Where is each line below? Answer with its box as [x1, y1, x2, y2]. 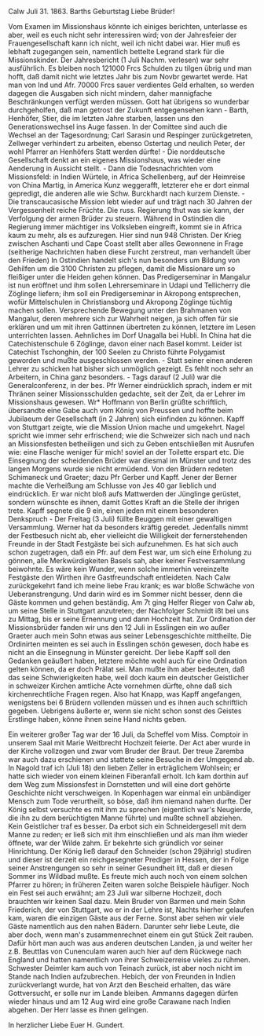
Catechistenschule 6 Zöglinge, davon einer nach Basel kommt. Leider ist [8, 339, 242, 348]
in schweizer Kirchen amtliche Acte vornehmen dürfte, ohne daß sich [8, 681, 233, 690]
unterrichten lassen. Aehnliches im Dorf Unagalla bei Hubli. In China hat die [8, 331, 251, 340]
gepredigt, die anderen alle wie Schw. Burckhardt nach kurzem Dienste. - [8, 189, 245, 198]
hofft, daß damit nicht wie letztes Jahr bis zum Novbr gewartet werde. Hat [8, 72, 247, 81]
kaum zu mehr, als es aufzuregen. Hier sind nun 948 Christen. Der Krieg [8, 231, 242, 240]
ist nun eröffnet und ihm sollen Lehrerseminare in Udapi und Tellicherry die [8, 280, 251, 290]
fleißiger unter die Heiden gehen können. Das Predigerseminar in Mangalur [8, 273, 251, 281]
